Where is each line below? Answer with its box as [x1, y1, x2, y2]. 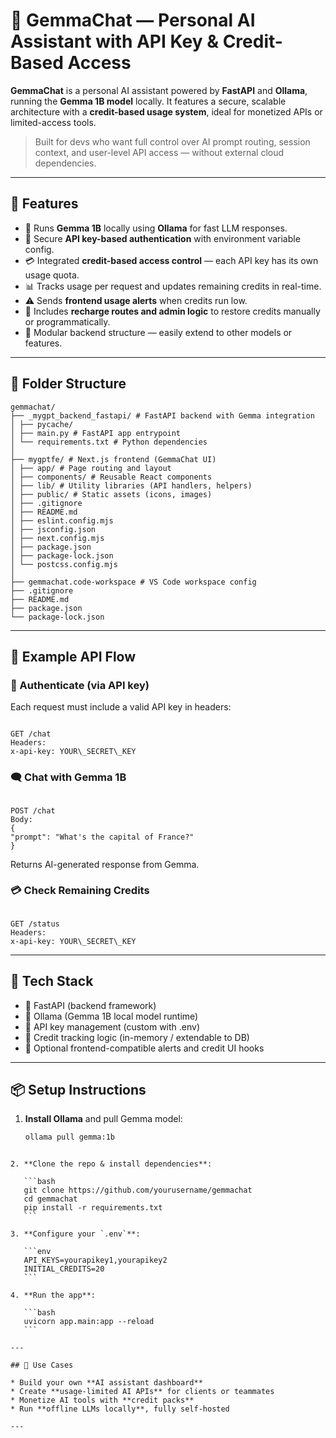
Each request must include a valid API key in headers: [10, 701, 232, 713]
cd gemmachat [23, 1194, 78, 1204]
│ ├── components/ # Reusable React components [10, 472, 213, 482]
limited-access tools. [10, 116, 97, 128]
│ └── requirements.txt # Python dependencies [10, 437, 208, 447]
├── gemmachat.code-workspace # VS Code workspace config [10, 577, 257, 587]
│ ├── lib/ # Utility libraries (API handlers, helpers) [10, 480, 253, 491]
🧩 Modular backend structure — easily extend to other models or [24, 326, 293, 338]
